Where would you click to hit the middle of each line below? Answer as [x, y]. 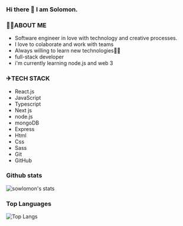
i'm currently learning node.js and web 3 [64, 63]
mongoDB [27, 123]
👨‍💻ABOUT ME [27, 25]
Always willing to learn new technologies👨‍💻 [68, 51]
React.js [24, 91]
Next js [23, 110]
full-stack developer [39, 57]
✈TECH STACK [28, 78]
